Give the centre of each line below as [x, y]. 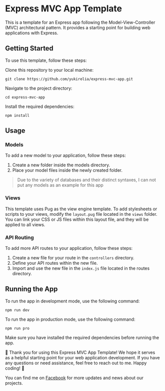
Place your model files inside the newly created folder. [67, 170]
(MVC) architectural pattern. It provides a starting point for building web [78, 27]
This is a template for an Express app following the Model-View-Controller [80, 22]
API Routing [19, 237]
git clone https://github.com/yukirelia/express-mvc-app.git [69, 79]
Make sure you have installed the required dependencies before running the [82, 338]
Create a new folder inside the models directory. [61, 165]
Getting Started [29, 48]
